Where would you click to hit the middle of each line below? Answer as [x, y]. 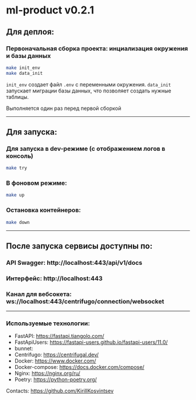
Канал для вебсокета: [39, 294]
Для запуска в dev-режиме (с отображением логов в [86, 149]
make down [18, 222]
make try [17, 168]
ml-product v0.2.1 [50, 10]
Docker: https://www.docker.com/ [55, 361]
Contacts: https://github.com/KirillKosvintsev [60, 391]
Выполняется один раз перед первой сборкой [64, 108]
